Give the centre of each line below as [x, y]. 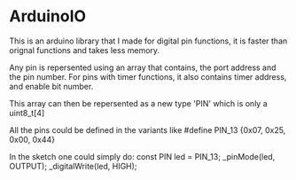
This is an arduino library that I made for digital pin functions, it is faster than [148, 41]
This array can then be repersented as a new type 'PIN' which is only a [138, 103]
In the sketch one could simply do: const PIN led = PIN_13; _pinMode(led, [142, 156]
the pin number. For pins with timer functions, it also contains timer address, [148, 76]
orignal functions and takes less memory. [85, 50]
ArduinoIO [48, 16]
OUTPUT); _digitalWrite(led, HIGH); [73, 166]
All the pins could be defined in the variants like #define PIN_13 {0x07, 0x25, [148, 129]
